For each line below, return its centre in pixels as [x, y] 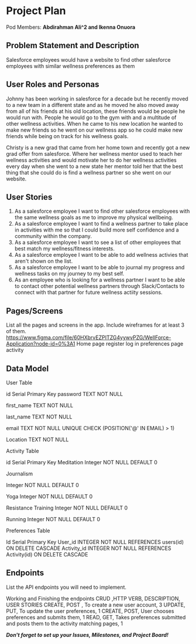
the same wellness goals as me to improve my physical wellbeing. [94, 217]
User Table [19, 383]
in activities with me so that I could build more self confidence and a [97, 230]
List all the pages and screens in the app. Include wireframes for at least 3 [95, 325]
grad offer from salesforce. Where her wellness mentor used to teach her [94, 153]
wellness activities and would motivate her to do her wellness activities [91, 160]
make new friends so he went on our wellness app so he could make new [94, 130]
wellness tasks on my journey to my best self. [69, 274]
